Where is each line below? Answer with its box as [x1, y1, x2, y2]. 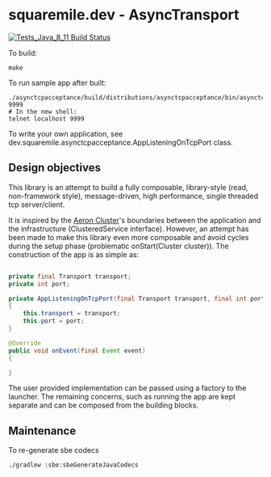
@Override [8, 339, 42, 347]
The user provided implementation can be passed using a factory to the [8, 383, 247, 393]
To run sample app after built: [8, 78, 106, 87]
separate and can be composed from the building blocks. [8, 400, 199, 410]
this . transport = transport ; [23, 310, 121, 318]
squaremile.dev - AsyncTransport [8, 6, 240, 24]
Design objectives [8, 161, 101, 175]
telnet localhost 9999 [8, 115, 85, 123]
